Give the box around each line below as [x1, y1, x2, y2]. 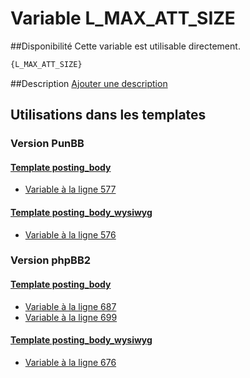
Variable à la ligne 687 [24, 300, 117, 312]
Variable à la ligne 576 [24, 228, 117, 241]
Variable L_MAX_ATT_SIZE [10, 7, 236, 30]
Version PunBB [10, 137, 85, 151]
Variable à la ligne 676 [24, 356, 117, 368]
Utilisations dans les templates [10, 107, 207, 124]
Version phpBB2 [10, 253, 92, 267]
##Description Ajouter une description [10, 77, 168, 89]
